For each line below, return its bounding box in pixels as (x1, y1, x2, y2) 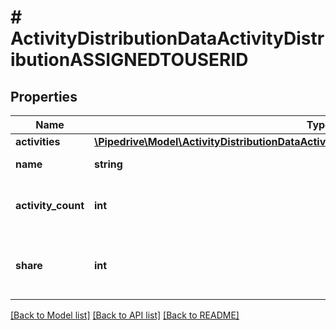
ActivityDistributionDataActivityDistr (10, 27, 325, 50)
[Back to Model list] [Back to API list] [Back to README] (10, 309, 240, 321)
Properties (10, 88, 78, 105)
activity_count (15, 199, 85, 212)
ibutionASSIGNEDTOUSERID (10, 49, 249, 71)
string (94, 157, 123, 171)
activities (15, 135, 61, 148)
